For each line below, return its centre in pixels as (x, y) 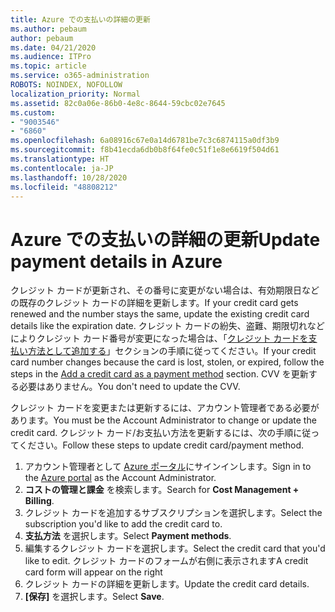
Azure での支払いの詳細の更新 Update (165, 239)
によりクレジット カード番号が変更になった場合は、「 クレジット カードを (159, 338)
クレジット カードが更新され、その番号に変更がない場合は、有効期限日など (165, 290)
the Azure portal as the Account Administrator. (120, 478)
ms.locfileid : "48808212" (64, 187)
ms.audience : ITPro (51, 57)
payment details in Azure (116, 261)
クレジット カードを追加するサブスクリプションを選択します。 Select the (173, 513)
